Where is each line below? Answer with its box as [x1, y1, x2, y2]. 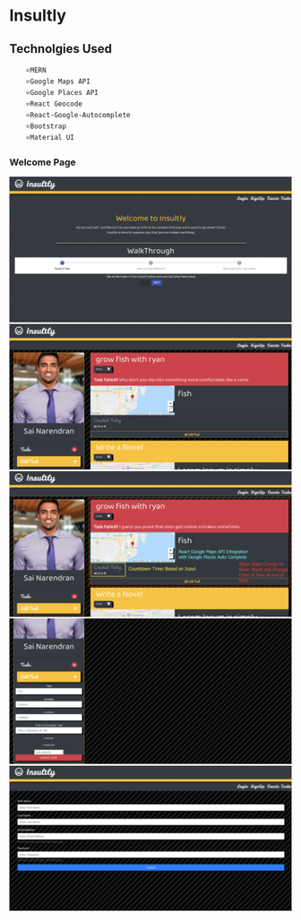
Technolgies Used [9, 41, 113, 56]
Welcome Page [9, 156, 76, 168]
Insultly [9, 5, 67, 26]
